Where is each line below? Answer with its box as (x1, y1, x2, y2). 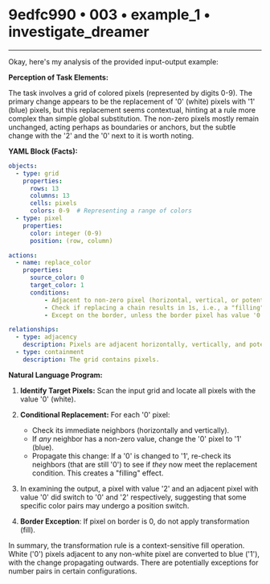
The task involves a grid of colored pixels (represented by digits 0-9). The (8, 88, 253, 97)
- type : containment (15, 348, 84, 356)
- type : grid (15, 169, 59, 178)
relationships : (8, 326, 59, 334)
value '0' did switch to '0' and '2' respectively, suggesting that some (19, 492, 247, 502)
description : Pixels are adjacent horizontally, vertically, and (22, 340, 247, 349)
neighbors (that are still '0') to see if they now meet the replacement (31, 459, 258, 469)
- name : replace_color (15, 259, 92, 267)
